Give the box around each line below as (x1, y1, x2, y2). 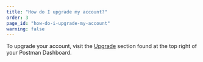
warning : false (6, 26, 45, 32)
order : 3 (6, 15, 29, 21)
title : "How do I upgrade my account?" (6, 9, 108, 15)
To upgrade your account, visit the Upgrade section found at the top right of (6, 43, 198, 50)
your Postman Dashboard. (6, 49, 72, 57)
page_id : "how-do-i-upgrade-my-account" (6, 20, 111, 26)
